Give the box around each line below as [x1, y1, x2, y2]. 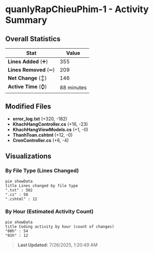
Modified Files [5, 102, 52, 111]
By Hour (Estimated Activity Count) [5, 208, 94, 215]
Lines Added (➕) [8, 58, 48, 65]
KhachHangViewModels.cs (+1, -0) [12, 126, 89, 132]
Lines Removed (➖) [8, 66, 55, 73]
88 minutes [59, 84, 87, 91]
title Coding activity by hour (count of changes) [5, 224, 114, 229]
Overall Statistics [5, 34, 61, 43]
